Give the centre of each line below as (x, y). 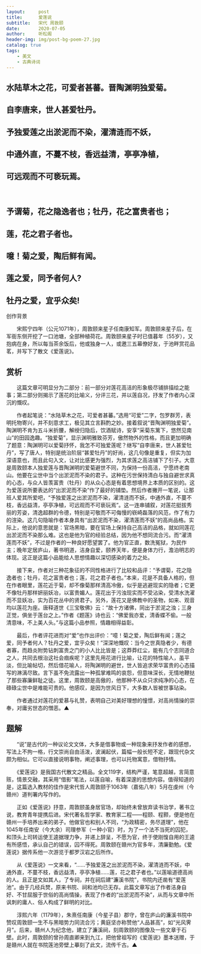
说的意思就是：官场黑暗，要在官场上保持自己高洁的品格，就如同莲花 (111, 528)
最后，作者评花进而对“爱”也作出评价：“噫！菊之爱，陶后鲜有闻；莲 (99, 635)
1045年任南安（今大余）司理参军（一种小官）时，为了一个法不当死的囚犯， (99, 829)
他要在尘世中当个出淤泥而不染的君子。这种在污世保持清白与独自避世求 (103, 475)
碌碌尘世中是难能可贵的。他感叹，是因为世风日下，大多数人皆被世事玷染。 (98, 688)
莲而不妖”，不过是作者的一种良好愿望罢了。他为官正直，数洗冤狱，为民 (94, 543)
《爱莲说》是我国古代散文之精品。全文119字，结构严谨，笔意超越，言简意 (106, 772)
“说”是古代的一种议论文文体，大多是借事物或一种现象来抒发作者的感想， (105, 744)
